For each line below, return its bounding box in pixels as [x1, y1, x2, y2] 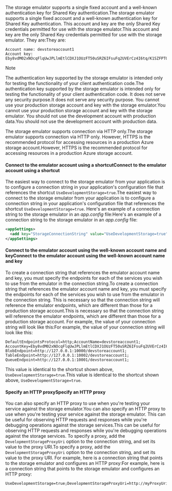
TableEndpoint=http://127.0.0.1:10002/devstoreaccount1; [5, 353, 130, 358]
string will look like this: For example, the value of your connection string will [5, 324, 165, 330]
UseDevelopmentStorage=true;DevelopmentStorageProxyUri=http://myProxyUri [5, 481, 168, 486]
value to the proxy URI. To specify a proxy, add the [5, 444, 111, 450]
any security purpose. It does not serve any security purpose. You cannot [5, 97, 160, 103]
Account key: [5, 51, 33, 56]
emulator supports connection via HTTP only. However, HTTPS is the [5, 134, 151, 140]
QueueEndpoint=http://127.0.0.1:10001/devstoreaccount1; [5, 357, 130, 363]
